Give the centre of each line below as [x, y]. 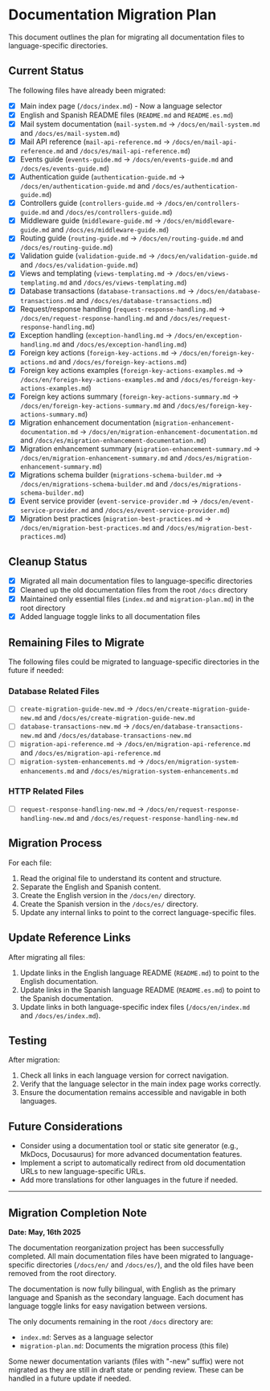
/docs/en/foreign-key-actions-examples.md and [99, 379]
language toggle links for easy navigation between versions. [108, 1306]
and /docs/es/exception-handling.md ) [124, 344]
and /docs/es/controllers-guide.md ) [112, 212]
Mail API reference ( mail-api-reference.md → [95, 142]
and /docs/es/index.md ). [60, 1016]
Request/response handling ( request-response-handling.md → [123, 309]
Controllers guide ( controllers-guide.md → [91, 203]
